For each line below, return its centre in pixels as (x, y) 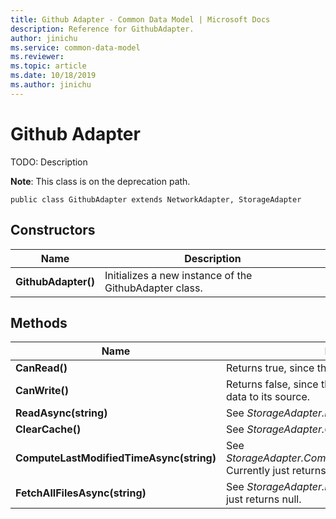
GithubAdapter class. (153, 288)
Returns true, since (270, 368)
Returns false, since (272, 384)
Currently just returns (276, 471)
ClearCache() (48, 429)
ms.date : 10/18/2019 (53, 76)
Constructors (53, 230)
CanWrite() (42, 391)
